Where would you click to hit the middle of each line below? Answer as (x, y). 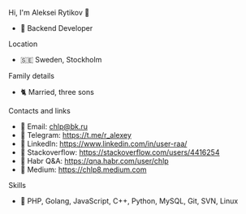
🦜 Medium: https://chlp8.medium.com (83, 169)
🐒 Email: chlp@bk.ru (54, 126)
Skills (17, 185)
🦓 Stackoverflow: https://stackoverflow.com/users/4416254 (120, 152)
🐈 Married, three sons (57, 92)
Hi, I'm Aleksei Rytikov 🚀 (49, 13)
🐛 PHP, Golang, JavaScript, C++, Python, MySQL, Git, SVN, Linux (129, 201)
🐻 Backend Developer (56, 28)
